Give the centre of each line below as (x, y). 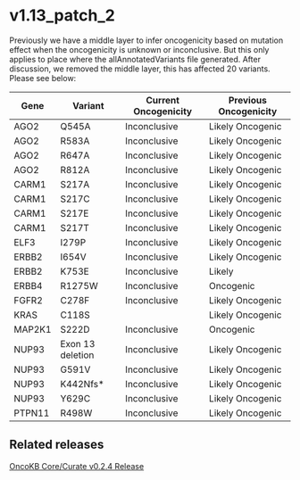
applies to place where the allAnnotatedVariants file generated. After (135, 59)
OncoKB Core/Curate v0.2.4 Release (77, 466)
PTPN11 (32, 413)
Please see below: (43, 78)
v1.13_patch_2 (62, 16)
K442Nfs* (82, 384)
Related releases (57, 445)
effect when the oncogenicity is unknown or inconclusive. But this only (139, 49)
